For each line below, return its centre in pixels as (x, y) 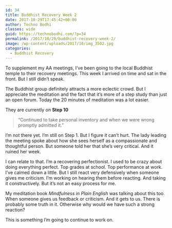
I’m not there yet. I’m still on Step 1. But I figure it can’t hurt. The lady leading (86, 135)
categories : (18, 48)
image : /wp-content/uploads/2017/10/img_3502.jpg (60, 44)
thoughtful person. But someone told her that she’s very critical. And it (79, 146)
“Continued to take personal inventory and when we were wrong (86, 119)
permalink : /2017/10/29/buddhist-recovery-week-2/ (61, 39)
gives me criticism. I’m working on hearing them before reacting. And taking (85, 178)
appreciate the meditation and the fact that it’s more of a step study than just (86, 94)
